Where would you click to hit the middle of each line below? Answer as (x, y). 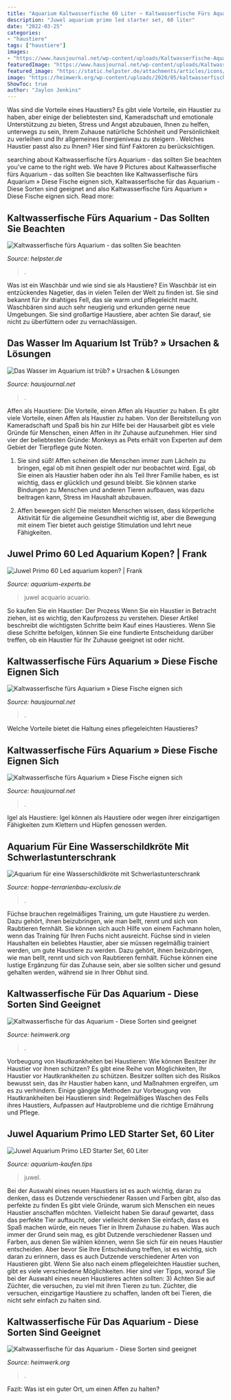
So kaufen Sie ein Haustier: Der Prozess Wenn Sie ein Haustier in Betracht (112, 610)
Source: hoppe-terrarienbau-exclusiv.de (64, 887)
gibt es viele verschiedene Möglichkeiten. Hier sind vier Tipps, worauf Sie (111, 1271)
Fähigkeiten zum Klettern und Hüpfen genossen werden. (87, 825)
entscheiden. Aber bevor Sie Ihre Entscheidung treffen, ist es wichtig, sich (112, 1249)
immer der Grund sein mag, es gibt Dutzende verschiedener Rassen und (109, 1234)
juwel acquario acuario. (57, 597)
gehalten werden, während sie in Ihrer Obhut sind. (78, 972)
